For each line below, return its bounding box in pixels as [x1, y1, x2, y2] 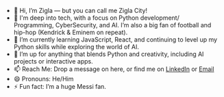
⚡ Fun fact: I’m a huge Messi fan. [13, 83, 106, 90]
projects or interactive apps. [13, 57, 94, 65]
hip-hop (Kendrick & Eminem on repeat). [13, 28, 128, 36]
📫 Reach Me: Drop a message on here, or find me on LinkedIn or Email [13, 65, 214, 73]
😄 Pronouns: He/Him [13, 75, 74, 83]
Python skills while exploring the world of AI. [13, 43, 139, 51]
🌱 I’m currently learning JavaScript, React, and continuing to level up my [13, 36, 218, 44]
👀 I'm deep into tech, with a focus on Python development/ [13, 14, 179, 22]
